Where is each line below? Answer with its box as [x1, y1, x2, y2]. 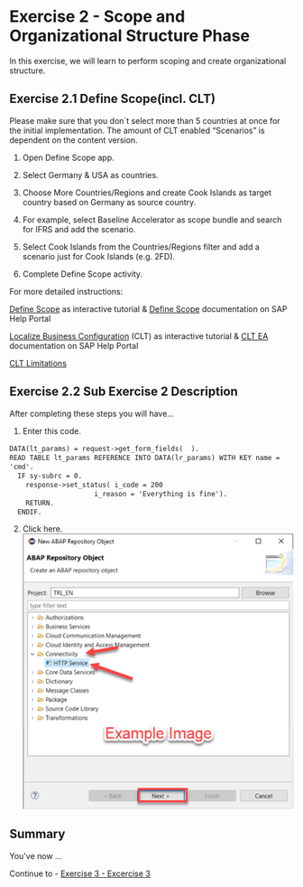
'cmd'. [9, 462, 34, 471]
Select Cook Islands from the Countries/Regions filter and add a [22, 241, 260, 252]
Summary [9, 826, 66, 842]
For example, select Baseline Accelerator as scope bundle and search [22, 214, 282, 225]
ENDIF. [17, 507, 42, 516]
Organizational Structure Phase [9, 25, 251, 46]
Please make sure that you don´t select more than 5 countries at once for [9, 115, 281, 126]
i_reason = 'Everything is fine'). [94, 489, 228, 498]
